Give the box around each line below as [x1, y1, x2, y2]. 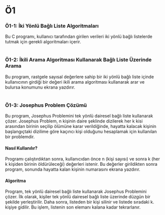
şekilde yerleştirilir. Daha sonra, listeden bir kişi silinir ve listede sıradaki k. [5, 199, 155, 205]
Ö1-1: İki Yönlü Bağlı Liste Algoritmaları [5, 23, 99, 30]
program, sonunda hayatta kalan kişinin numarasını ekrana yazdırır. [5, 166, 140, 172]
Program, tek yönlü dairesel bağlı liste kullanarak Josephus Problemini [5, 188, 147, 194]
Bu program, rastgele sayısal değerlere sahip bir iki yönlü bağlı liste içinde [5, 74, 154, 80]
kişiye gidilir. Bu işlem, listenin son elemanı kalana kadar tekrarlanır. [5, 204, 141, 210]
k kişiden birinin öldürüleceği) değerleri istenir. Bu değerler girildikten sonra [5, 161, 158, 167]
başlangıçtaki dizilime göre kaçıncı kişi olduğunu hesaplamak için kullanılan [5, 128, 157, 135]
